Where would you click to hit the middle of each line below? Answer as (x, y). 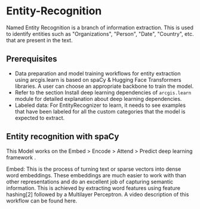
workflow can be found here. (42, 201)
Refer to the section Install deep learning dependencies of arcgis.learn (103, 92)
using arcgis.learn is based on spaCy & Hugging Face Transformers (98, 79)
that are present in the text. (39, 40)
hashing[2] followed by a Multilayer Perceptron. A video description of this (98, 194)
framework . (21, 157)
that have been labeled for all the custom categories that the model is (100, 111)
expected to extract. (39, 118)
